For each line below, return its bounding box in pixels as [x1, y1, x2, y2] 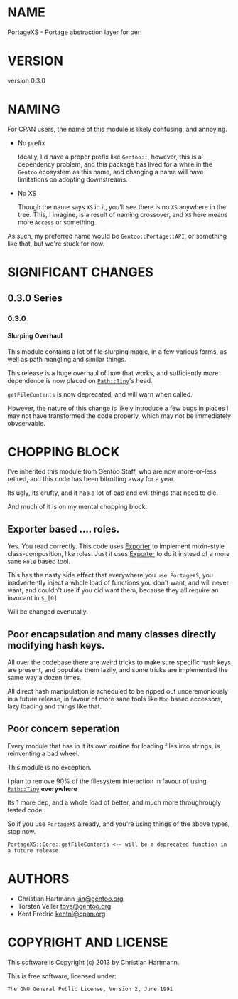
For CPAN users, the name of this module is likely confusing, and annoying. [7, 125, 227, 133]
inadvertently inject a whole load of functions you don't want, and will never [7, 578, 229, 587]
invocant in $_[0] [7, 594, 58, 602]
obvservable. [7, 419, 46, 427]
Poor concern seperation [7, 723, 120, 735]
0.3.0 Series [7, 293, 63, 305]
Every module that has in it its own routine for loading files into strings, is [7, 741, 220, 750]
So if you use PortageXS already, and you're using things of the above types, [7, 820, 230, 828]
